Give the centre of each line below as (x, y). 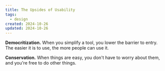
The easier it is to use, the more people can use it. (57, 48)
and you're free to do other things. (41, 63)
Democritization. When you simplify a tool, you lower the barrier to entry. (81, 42)
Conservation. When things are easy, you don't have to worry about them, (82, 57)
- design (19, 19)
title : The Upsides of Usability (40, 10)
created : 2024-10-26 (27, 24)
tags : (11, 14)
